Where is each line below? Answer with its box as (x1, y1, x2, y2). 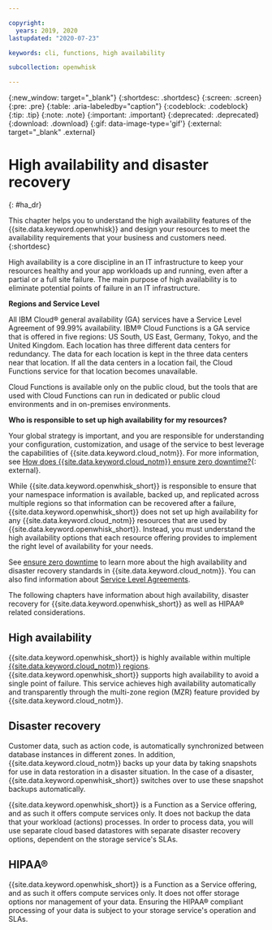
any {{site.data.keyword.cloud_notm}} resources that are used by (8, 516, 227, 526)
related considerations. (8, 608, 85, 617)
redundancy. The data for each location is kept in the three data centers (8, 349, 249, 359)
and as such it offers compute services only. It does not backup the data (8, 808, 251, 818)
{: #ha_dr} (8, 200, 42, 210)
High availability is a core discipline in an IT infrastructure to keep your (8, 257, 244, 267)
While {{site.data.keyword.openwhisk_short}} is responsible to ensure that (8, 481, 257, 491)
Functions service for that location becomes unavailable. (8, 366, 198, 376)
